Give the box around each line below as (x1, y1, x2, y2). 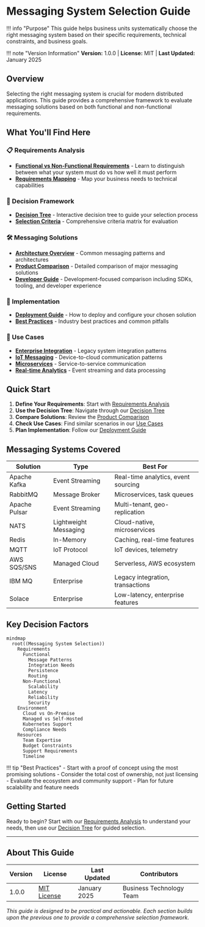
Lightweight (52, 518, 87, 526)
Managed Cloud (52, 559, 99, 568)
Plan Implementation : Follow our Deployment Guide (15, 426, 146, 434)
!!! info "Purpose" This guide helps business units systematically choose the (6, 25, 197, 32)
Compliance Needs (22, 727, 67, 733)
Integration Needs (28, 662, 75, 668)
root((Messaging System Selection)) (12, 641, 105, 647)
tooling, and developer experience (15, 282, 102, 289)
